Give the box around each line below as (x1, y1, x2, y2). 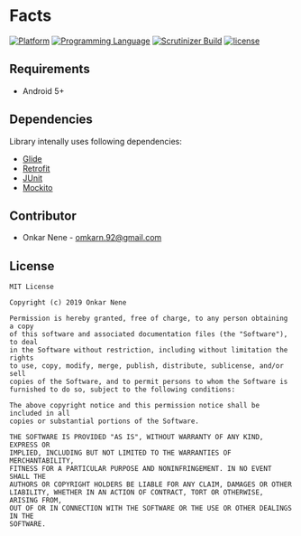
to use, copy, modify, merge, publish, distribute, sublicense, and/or (9, 362, 284, 371)
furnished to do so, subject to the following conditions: (9, 385, 236, 394)
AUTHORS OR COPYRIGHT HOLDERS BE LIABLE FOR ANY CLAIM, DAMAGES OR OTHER (9, 480, 293, 489)
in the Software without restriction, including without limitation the (9, 345, 288, 355)
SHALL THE (9, 472, 47, 482)
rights (9, 353, 34, 362)
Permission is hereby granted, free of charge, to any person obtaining (9, 314, 288, 324)
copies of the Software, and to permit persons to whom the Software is (9, 377, 288, 387)
